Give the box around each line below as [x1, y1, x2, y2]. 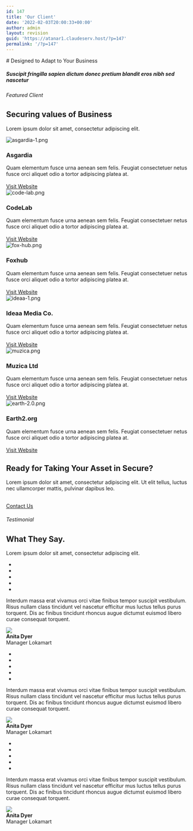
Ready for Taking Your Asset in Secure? [6, 463, 154, 473]
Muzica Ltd [6, 362, 39, 370]
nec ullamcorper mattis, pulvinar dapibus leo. [6, 485, 115, 492]
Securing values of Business [6, 109, 112, 120]
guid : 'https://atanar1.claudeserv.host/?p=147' [6, 36, 127, 41]
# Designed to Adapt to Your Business [6, 57, 98, 64]
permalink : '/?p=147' [6, 41, 59, 47]
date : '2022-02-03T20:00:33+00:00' [6, 19, 93, 25]
